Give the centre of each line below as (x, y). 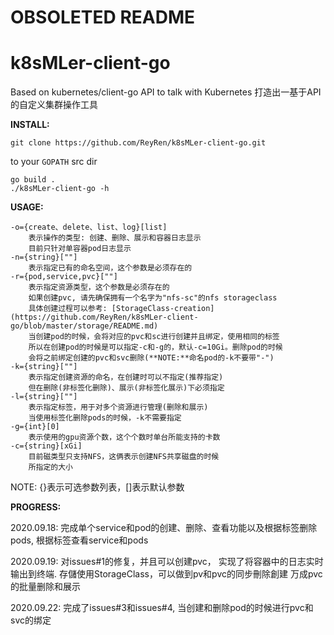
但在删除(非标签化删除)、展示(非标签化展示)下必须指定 (126, 388)
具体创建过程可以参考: (68, 309)
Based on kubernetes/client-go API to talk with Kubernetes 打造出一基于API (166, 92)
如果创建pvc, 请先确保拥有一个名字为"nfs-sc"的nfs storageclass (153, 298)
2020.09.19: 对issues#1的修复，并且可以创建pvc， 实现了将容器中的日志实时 (167, 562)
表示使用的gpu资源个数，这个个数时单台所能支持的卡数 (124, 437)
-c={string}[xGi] (46, 446)
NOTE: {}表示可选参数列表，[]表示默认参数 (97, 487)
